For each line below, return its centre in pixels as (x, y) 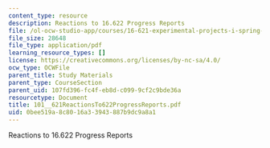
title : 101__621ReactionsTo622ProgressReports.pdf (95, 105)
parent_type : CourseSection (55, 82)
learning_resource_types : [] (57, 53)
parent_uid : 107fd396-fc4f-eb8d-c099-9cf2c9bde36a (95, 90)
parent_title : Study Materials (61, 75)
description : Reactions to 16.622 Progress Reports (96, 23)
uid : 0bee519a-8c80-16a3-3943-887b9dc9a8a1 (82, 113)
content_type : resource (48, 16)
